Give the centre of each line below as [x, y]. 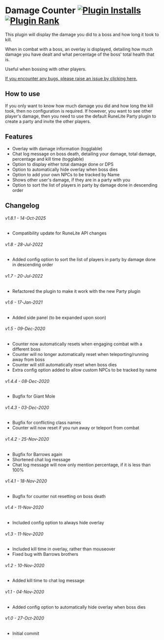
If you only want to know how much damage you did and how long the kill [79, 106]
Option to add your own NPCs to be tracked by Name [66, 174]
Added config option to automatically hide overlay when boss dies [79, 607]
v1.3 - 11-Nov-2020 [24, 534]
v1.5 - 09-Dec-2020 [25, 329]
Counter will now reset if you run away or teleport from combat [76, 428]
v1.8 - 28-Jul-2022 [24, 244]
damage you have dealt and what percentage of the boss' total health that [80, 54]
